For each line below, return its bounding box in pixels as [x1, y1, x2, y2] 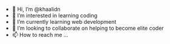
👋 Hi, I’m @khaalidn [11, 6, 60, 12]
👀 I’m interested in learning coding [11, 12, 98, 19]
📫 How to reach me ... [11, 32, 68, 38]
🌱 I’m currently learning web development [11, 18, 117, 25]
